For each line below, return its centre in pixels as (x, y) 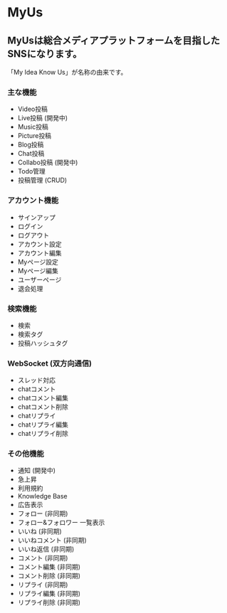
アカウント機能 (33, 201)
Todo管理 (32, 171)
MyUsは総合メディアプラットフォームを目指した (114, 40)
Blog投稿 (31, 145)
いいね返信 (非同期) (46, 549)
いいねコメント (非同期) (52, 540)
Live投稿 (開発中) (43, 118)
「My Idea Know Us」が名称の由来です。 (67, 72)
